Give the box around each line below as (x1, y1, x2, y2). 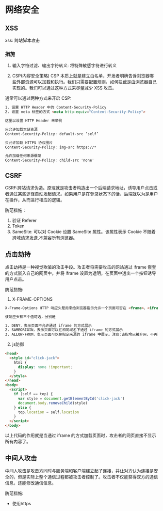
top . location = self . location (17, 410, 79, 415)
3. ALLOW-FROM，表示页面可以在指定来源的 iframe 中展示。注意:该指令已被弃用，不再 (5, 332, 158, 337)
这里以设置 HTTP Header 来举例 (5, 118, 63, 124)
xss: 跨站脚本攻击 (5, 37, 40, 43)
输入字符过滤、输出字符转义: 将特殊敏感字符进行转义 (12, 62, 117, 68)
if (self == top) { (14, 392, 53, 397)
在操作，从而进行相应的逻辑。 (5, 197, 65, 202)
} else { (14, 405, 32, 410)
